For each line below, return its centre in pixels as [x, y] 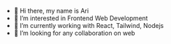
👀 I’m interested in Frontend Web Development [81, 18]
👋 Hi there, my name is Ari [51, 11]
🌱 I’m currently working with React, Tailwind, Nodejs [89, 25]
